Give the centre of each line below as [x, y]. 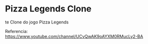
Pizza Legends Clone [48, 9]
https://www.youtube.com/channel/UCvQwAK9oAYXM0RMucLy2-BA [74, 36]
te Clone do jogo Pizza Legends [37, 22]
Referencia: [16, 31]
